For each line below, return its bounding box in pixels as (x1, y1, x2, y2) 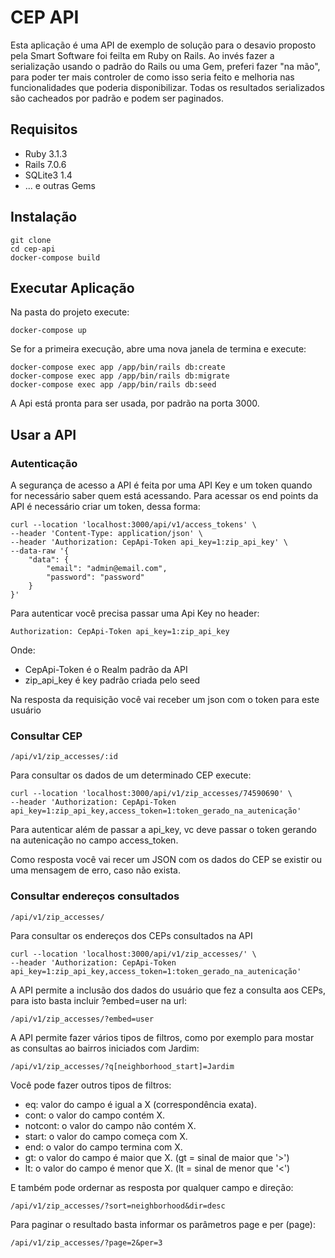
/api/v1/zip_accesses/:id (10, 752, 118, 762)
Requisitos (10, 121, 78, 138)
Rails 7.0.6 (24, 158, 67, 170)
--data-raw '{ (10, 546, 70, 556)
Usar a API (10, 426, 77, 443)
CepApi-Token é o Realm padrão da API (24, 664, 188, 676)
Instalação (10, 209, 78, 226)
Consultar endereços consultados (10, 889, 180, 903)
